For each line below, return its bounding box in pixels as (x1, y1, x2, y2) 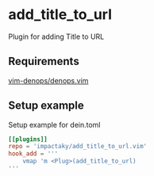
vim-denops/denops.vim (8, 75, 89, 85)
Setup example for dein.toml (8, 120, 101, 129)
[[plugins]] (8, 135, 48, 143)
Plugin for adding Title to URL (8, 32, 105, 41)
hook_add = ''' (8, 150, 59, 158)
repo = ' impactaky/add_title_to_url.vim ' (8, 143, 148, 151)
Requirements (8, 55, 79, 68)
